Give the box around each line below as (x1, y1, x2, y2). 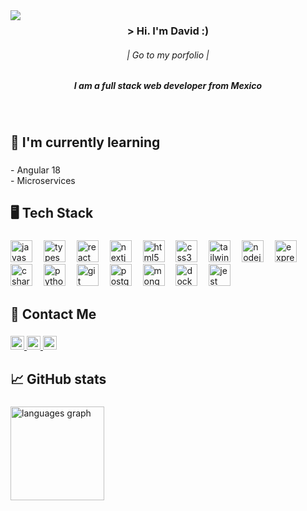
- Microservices (10, 174, 76, 186)
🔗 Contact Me (10, 305, 97, 323)
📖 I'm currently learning (10, 134, 161, 151)
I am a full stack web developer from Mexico (73, 80, 263, 92)
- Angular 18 (10, 164, 61, 176)
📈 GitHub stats (10, 370, 107, 388)
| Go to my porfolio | (126, 49, 210, 61)
